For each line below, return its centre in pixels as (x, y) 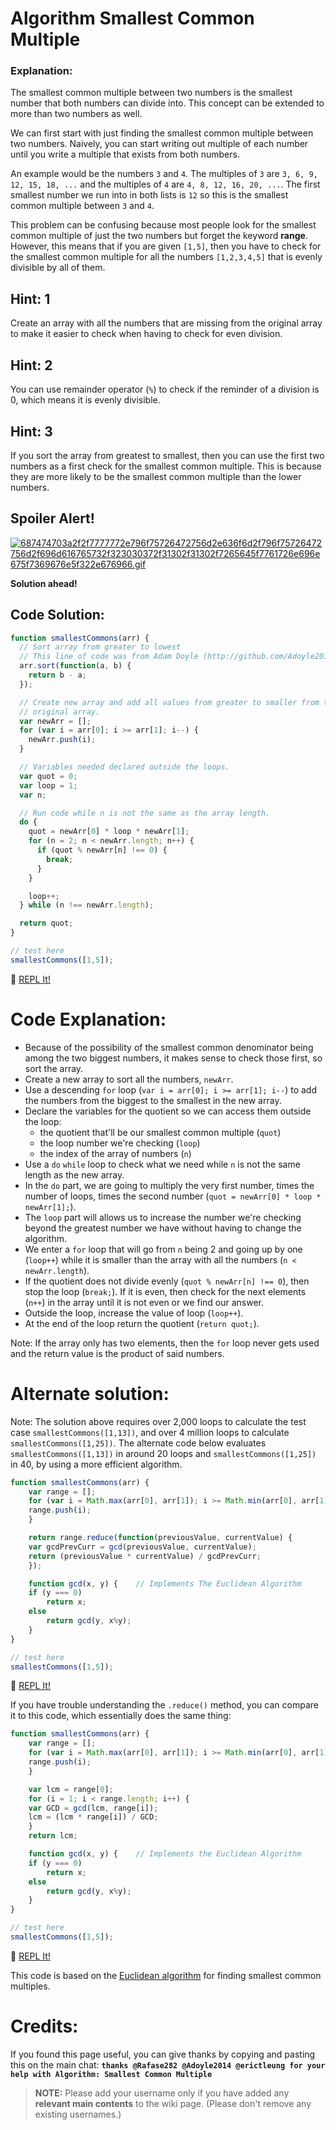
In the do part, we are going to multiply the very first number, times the (169, 1185)
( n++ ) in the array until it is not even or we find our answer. (144, 1302)
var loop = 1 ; (48, 785)
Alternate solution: (90, 1393)
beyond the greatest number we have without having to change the (163, 1228)
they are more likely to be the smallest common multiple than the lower (156, 476)
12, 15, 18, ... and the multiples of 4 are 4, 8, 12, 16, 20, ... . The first (165, 184)
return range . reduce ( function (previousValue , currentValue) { (160, 1538)
